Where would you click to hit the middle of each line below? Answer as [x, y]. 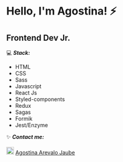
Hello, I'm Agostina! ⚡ [62, 11]
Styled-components [40, 99]
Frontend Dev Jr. [38, 37]
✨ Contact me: [25, 137]
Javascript [28, 86]
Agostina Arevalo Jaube [45, 153]
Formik [24, 118]
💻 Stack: [18, 53]
